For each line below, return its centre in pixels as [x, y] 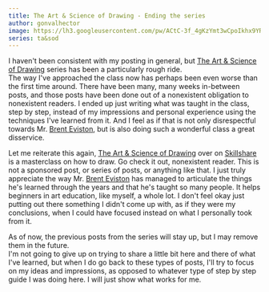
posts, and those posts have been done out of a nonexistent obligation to [129, 95]
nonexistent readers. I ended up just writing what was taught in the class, [129, 103]
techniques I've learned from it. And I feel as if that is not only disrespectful [132, 120]
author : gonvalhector [44, 23]
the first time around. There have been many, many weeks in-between [124, 87]
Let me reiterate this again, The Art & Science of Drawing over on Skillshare [132, 153]
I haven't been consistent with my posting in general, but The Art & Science [132, 61]
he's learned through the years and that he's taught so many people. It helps [134, 187]
